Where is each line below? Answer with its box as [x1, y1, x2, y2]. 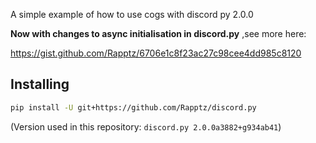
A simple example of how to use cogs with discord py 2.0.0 [10, 9, 254, 20]
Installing [10, 76, 70, 93]
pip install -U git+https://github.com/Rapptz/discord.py [10, 102, 257, 113]
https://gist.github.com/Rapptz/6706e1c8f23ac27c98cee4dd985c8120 [10, 47, 302, 59]
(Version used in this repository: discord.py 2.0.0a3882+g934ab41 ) [10, 120, 282, 133]
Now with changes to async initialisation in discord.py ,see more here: [10, 28, 307, 39]
